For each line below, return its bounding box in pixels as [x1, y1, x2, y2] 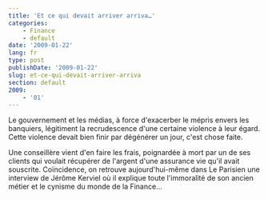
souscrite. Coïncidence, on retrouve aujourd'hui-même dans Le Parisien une [8, 165, 260, 174]
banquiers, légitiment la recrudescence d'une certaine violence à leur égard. [8, 124, 261, 133]
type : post [8, 57, 45, 65]
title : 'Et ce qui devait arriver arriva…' [8, 11, 156, 20]
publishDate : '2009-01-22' [8, 64, 98, 72]
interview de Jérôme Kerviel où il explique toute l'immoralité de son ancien [8, 173, 254, 183]
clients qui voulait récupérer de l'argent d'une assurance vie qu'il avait [8, 157, 240, 166]
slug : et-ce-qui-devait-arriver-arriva [8, 71, 142, 79]
